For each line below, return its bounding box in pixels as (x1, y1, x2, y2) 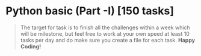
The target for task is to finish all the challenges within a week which (20, 24, 190, 31)
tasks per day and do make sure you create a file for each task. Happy (20, 36, 196, 43)
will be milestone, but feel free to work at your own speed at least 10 (20, 30, 190, 37)
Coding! (20, 43, 42, 50)
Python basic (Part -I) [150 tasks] (5, 4, 174, 18)
